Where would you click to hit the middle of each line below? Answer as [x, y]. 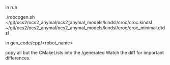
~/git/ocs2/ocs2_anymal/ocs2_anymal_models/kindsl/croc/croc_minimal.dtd [85, 28]
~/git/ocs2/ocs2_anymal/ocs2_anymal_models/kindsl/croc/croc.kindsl [79, 22]
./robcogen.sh [20, 17]
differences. [18, 58]
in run [11, 7]
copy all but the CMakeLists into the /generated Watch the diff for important [85, 53]
